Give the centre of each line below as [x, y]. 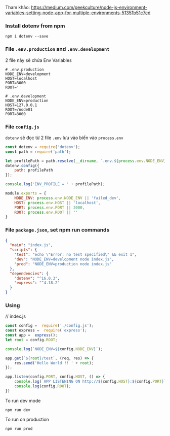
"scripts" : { [24, 250]
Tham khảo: [18, 7]
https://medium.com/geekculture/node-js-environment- [89, 7]
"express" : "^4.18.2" [37, 283]
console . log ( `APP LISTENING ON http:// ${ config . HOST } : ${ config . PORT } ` [90, 382]
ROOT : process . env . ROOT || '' [46, 212]
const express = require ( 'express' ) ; [46, 330]
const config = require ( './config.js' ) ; [50, 326]
